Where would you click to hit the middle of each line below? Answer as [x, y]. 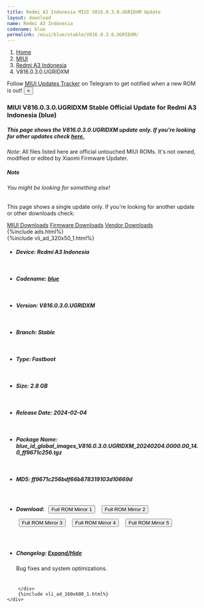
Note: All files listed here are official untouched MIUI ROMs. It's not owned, [101, 152]
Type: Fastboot [36, 359]
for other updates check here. [46, 136]
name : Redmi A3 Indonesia [40, 23]
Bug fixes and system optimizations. [62, 569]
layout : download [29, 18]
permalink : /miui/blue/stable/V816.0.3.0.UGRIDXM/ [73, 35]
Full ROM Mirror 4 [95, 523]
